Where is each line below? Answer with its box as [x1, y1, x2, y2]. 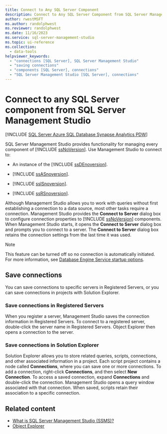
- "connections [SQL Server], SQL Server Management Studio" [9, 58, 139, 63]
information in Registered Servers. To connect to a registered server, [5, 318, 146, 324]
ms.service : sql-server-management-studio [5, 35, 94, 40]
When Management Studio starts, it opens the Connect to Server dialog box [5, 221, 162, 227]
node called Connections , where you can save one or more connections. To [5, 364, 162, 370]
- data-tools [9, 49, 37, 54]
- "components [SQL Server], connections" [9, 68, 99, 73]
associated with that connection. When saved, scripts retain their [5, 385, 138, 391]
